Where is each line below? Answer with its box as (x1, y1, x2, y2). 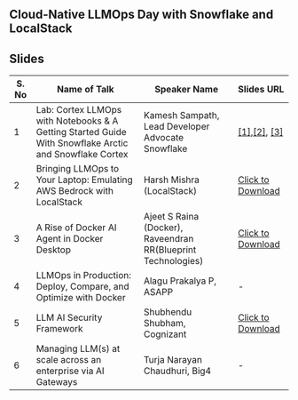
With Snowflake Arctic (35, 137, 129, 149)
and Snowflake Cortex (35, 148, 129, 161)
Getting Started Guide (35, 126, 127, 139)
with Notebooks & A (35, 115, 119, 127)
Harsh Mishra (143, 173, 200, 186)
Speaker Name (154, 84, 219, 96)
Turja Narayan (143, 354, 202, 366)
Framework (35, 323, 83, 335)
